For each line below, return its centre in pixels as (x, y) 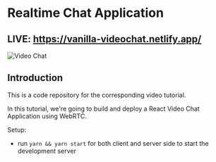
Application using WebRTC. (47, 116)
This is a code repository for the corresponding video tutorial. (97, 95)
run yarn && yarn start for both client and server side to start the (113, 143)
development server (47, 151)
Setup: (17, 130)
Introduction (35, 78)
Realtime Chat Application (86, 13)
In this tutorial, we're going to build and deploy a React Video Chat (103, 108)
